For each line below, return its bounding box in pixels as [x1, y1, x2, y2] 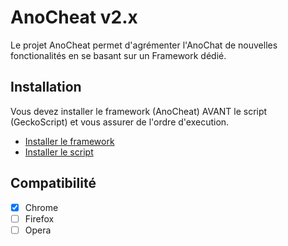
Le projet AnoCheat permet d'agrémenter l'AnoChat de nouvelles [10, 39, 278, 51]
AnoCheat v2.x [10, 6, 138, 29]
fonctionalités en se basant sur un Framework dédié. [10, 49, 227, 61]
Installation [10, 79, 82, 96]
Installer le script [24, 146, 94, 158]
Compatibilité [10, 175, 97, 192]
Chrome [24, 201, 59, 213]
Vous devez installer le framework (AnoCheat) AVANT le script [10, 105, 268, 117]
